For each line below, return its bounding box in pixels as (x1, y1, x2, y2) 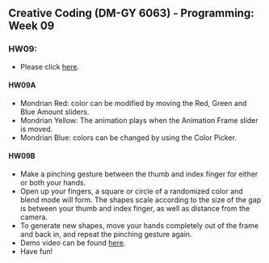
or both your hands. (19, 178, 86, 188)
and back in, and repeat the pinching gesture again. (19, 230, 192, 240)
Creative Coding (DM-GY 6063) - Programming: (8, 6, 254, 20)
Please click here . (19, 62, 79, 71)
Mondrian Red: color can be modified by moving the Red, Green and (19, 98, 247, 108)
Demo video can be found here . (19, 238, 126, 248)
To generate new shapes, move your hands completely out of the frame (19, 221, 259, 231)
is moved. (19, 124, 53, 134)
